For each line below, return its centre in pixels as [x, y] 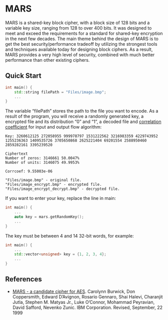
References [24, 279]
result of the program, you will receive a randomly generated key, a [74, 117]
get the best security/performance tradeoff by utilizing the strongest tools [81, 44]
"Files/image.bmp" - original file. [43, 180]
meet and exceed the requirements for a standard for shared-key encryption [84, 33]
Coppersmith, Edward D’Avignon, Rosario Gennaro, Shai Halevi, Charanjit [88, 296]
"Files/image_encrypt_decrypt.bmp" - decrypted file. [63, 189]
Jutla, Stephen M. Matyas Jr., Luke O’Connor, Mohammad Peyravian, [83, 302]
